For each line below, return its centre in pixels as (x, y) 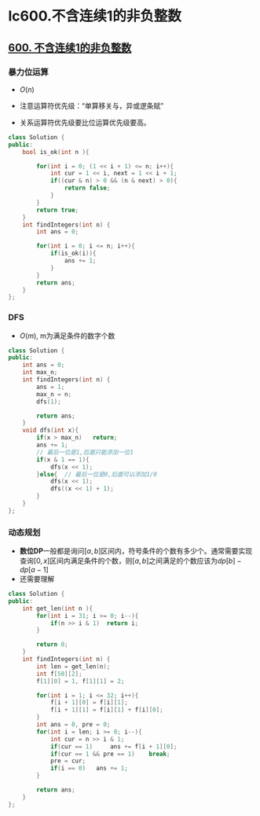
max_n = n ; (54, 394)
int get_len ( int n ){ (57, 608)
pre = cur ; (68, 761)
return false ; (87, 188)
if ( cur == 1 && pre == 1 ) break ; (110, 754)
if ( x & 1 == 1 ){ (63, 459)
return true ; (58, 210)
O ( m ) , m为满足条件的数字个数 (67, 336)
